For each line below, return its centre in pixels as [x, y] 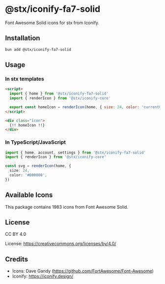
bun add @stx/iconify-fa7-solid [38, 49]
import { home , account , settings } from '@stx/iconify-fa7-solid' [76, 153]
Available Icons [29, 195]
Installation [23, 38]
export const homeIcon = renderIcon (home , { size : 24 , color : [74, 107]
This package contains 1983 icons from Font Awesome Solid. [67, 207]
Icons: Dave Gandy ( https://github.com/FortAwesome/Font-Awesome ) [83, 271]
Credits [17, 259]
